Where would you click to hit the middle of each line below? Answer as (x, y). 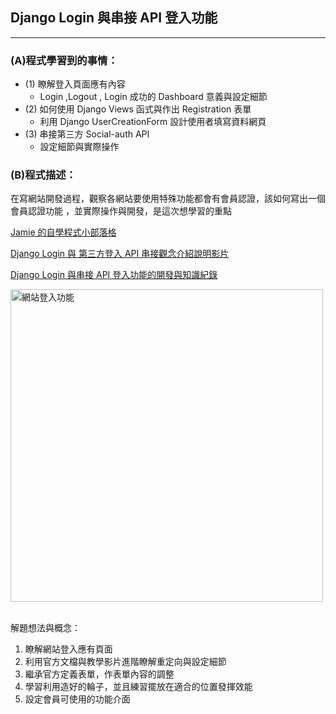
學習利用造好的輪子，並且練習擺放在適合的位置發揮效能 (138, 687)
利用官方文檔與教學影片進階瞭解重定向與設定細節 (125, 662)
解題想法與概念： (45, 628)
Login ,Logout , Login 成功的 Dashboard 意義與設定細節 (153, 97)
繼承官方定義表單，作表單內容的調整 (99, 674)
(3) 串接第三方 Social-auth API (87, 134)
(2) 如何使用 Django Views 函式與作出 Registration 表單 (138, 109)
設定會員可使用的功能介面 (77, 699)
